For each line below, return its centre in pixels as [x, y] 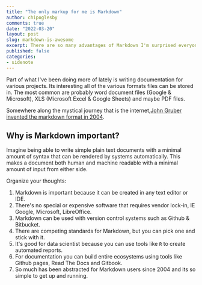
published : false [28, 51]
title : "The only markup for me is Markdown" [64, 12]
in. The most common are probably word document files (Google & [89, 92]
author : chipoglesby [32, 17]
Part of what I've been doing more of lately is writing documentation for [95, 80]
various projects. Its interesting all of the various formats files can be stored [100, 86]
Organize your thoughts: [36, 181]
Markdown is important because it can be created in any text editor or [101, 193]
